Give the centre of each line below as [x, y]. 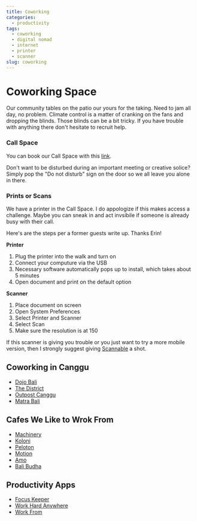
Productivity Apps [41, 485]
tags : [13, 28]
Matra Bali [27, 401]
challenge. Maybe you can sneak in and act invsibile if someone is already [98, 215]
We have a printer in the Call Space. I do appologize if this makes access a [98, 209]
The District [29, 388]
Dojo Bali [26, 382]
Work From [28, 512]
